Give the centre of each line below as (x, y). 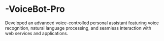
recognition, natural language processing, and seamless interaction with (78, 28)
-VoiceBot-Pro (35, 9)
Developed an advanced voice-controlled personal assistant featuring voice (82, 23)
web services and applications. (37, 33)
